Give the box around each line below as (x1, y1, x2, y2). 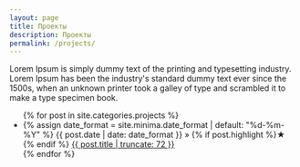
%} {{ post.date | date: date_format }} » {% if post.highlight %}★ (42, 129, 285, 141)
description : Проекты (9, 30, 92, 39)
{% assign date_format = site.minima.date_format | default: (22, 120, 244, 131)
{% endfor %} (22, 149, 76, 160)
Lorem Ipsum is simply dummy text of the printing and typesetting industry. (9, 64, 292, 74)
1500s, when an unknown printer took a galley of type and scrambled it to (9, 83, 286, 93)
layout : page (9, 13, 59, 23)
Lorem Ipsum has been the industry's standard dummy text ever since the (9, 74, 287, 84)
